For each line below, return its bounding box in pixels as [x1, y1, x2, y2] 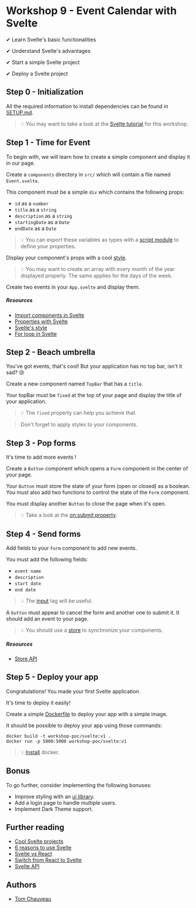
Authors [6, 880, 37, 890]
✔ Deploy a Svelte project [6, 70, 68, 77]
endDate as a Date [14, 225, 57, 232]
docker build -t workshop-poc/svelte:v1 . [6, 733, 111, 739]
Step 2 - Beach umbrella [6, 347, 95, 357]
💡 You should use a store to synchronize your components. [20, 626, 163, 633]
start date [14, 581, 42, 587]
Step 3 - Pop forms [6, 438, 76, 448]
